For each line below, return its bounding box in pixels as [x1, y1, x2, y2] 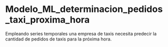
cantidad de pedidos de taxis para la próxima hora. [5, 36, 112, 42]
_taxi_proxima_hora [5, 14, 90, 25]
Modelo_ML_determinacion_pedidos [5, 3, 163, 15]
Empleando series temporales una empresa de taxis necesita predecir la [5, 30, 157, 36]
